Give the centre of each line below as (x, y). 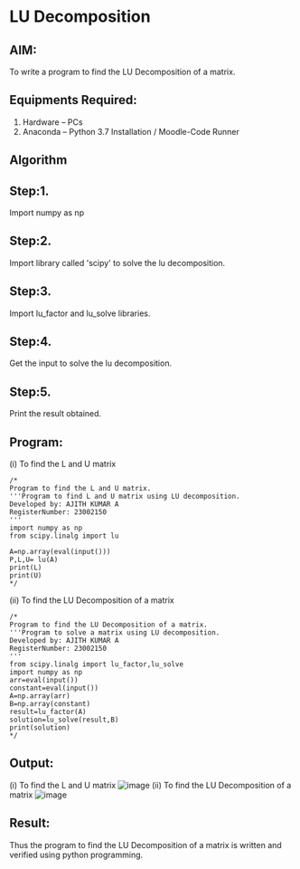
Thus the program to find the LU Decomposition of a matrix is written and (145, 845)
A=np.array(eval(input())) (60, 552)
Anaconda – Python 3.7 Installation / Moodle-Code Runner (131, 131)
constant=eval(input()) (54, 688)
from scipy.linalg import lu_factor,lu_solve (96, 664)
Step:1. (29, 191)
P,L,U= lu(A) (34, 560)
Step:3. (31, 291)
